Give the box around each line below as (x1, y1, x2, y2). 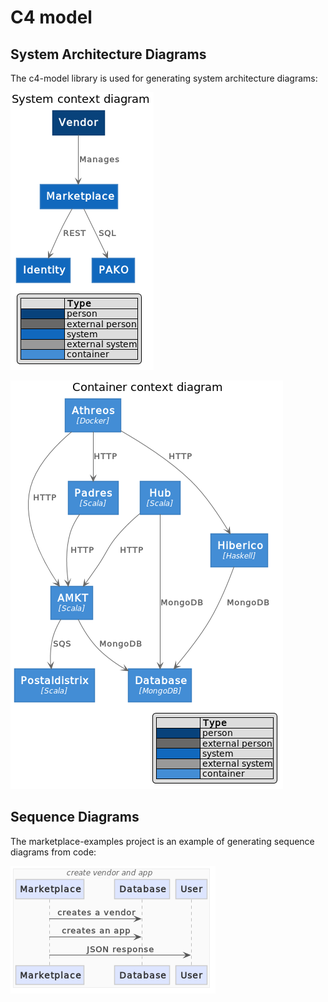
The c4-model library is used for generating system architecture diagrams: (10, 72, 318, 84)
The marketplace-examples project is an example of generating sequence (10, 835, 315, 847)
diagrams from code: (10, 846, 97, 858)
